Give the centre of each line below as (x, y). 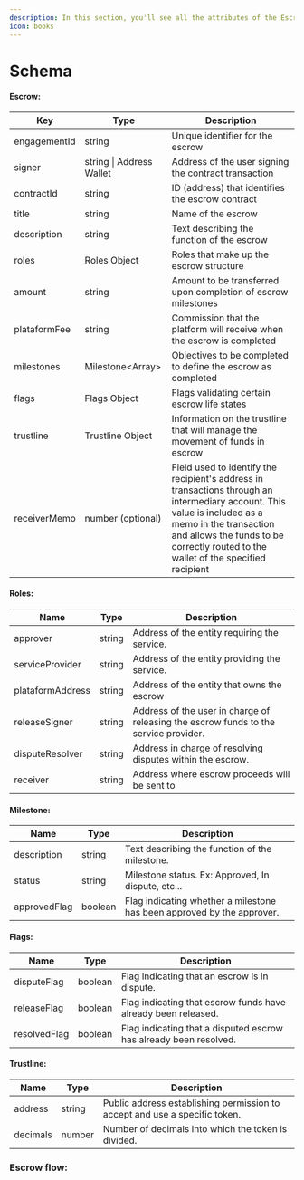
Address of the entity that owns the (207, 685)
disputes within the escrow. (191, 760)
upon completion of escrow (230, 292)
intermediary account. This (229, 501)
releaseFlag (39, 1008)
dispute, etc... (154, 887)
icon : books (32, 26)
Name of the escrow (214, 214)
